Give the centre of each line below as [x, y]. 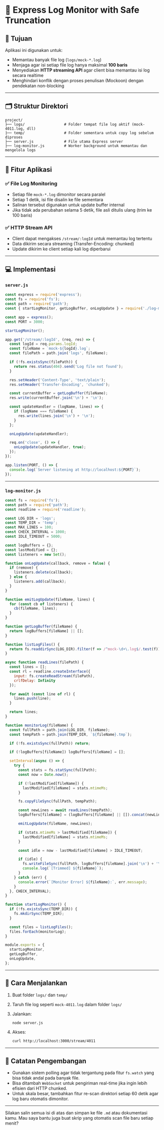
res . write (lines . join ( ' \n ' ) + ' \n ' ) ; [56, 416]
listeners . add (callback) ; [40, 582]
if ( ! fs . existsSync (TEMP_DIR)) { [43, 909]
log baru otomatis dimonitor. [41, 1099]
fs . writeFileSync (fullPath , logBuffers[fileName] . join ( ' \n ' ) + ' [91, 864]
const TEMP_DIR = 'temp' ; [31, 523]
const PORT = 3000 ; [25, 322]
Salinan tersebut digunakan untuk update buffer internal [68, 205]
